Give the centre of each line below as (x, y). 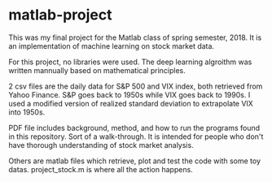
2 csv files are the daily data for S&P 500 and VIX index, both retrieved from (136, 86)
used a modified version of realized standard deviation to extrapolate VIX (131, 103)
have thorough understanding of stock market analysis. (101, 145)
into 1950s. (27, 112)
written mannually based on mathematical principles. (97, 70)
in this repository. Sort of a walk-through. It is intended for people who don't (136, 136)
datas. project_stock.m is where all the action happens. (101, 169)
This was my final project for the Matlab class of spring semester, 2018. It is (135, 37)
